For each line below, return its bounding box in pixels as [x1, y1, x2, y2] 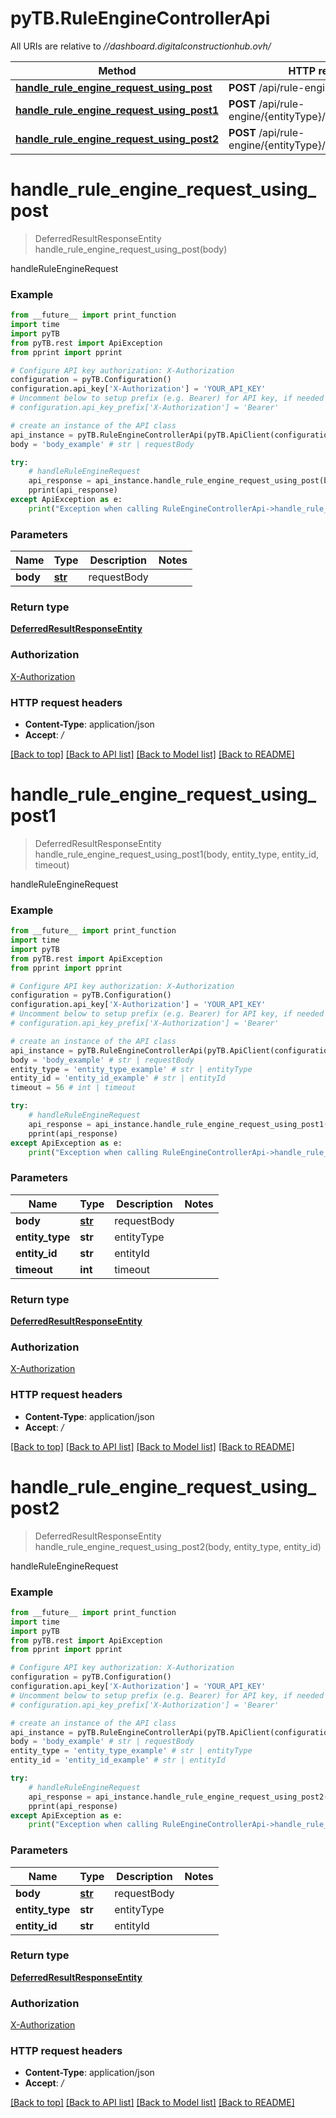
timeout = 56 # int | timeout [10, 1083, 137, 1093]
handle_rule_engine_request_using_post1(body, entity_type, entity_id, [34, 848, 319, 860]
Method [98, 63, 137, 77]
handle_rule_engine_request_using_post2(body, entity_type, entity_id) [34, 1540, 322, 1552]
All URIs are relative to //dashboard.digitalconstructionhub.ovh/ [10, 40, 272, 52]
